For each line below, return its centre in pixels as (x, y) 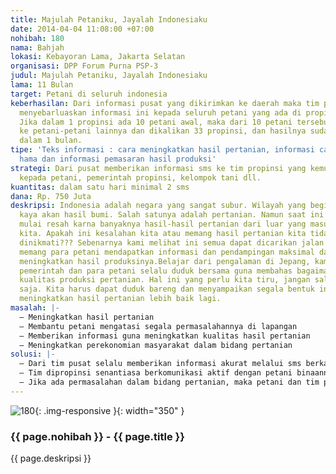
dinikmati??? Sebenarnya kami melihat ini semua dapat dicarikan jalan (172, 242)
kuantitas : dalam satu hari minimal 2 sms (100, 187)
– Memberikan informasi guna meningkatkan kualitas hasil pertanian (165, 336)
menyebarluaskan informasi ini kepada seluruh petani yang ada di (160, 112)
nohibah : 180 (37, 38)
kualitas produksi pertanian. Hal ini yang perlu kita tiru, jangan (165, 280)
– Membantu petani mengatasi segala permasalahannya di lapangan (158, 326)
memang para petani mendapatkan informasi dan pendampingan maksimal (167, 252)
